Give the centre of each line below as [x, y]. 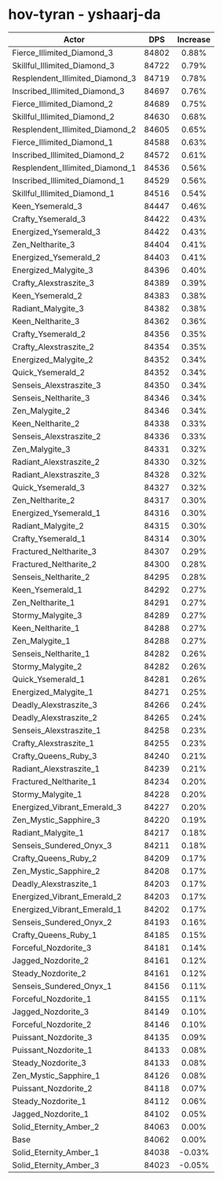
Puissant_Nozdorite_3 [52, 1037]
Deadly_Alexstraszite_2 [55, 718]
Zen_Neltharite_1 [44, 602]
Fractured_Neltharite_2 [54, 564]
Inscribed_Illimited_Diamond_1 [68, 180]
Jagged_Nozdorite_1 [51, 1113]
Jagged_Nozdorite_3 [51, 1011]
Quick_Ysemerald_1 [49, 679]
